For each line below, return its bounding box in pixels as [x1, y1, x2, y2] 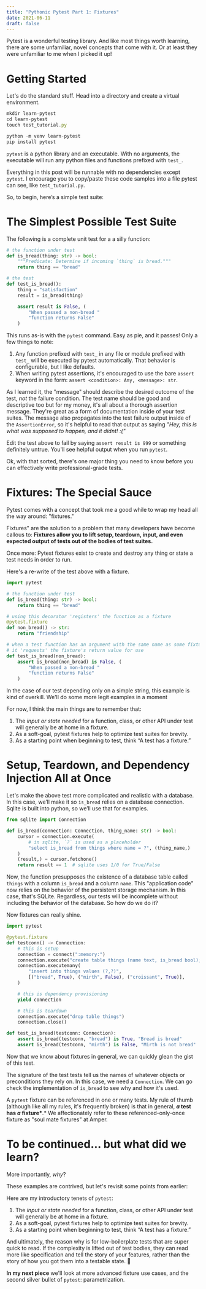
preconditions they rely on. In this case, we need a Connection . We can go [6, 1078, 193, 1085]
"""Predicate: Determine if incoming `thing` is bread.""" [17, 259, 172, 265]
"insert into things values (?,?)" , [28, 968, 122, 974]
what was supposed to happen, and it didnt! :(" [6, 428, 126, 435]
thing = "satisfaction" [17, 286, 78, 292]
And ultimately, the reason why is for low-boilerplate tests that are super [6, 1237, 189, 1245]
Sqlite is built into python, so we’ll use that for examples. [6, 805, 148, 812]
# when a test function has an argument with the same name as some [6, 641, 185, 648]
